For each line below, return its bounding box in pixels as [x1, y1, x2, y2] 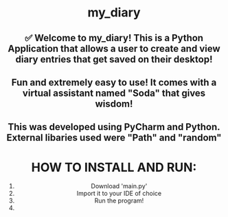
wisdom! [95, 98, 133, 110]
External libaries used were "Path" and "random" [6, 132, 222, 144]
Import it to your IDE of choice [76, 190, 162, 198]
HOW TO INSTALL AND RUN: [31, 159, 197, 175]
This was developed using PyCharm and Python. [8, 121, 220, 133]
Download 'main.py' [91, 182, 148, 190]
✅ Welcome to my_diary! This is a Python [25, 32, 203, 44]
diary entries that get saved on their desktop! [15, 53, 213, 65]
